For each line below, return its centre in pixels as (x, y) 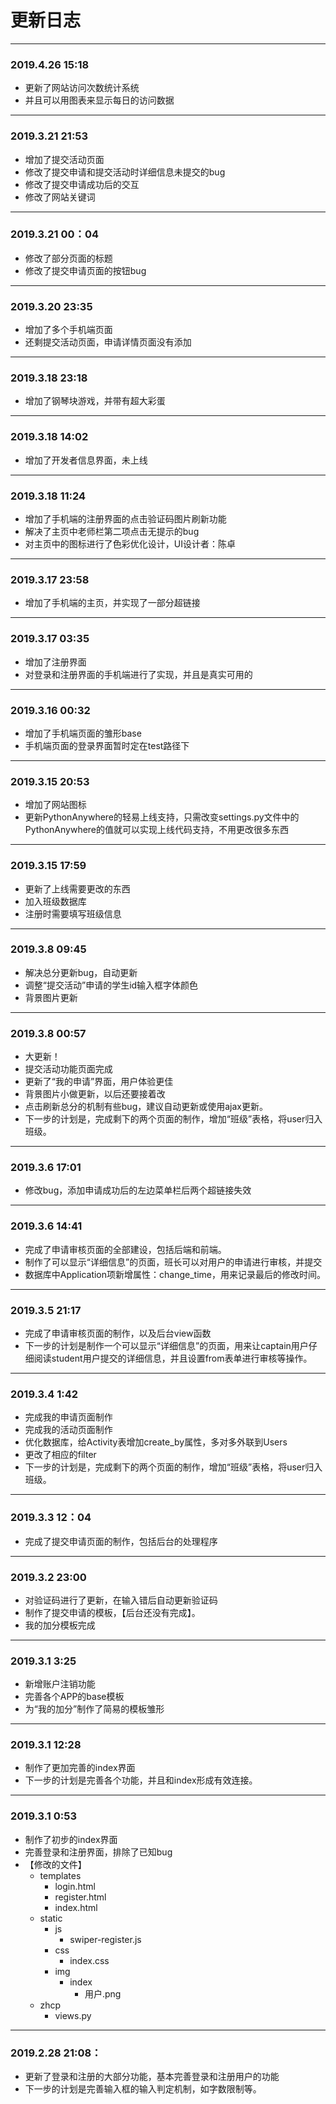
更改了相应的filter (60, 1455)
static (51, 1918)
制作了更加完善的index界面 (80, 1768)
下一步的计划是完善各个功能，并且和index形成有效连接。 (141, 1780)
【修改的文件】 (55, 1864)
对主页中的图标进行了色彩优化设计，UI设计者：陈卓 (130, 544)
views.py (73, 2015)
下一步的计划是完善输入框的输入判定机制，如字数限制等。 (143, 2089)
